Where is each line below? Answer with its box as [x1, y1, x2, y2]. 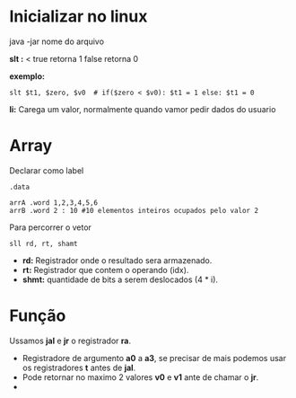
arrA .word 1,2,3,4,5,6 [9, 198, 99, 208]
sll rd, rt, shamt [9, 239, 78, 248]
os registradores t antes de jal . [22, 362, 136, 373]
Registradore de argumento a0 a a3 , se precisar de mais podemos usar [22, 352, 287, 363]
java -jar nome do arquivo [9, 36, 105, 47]
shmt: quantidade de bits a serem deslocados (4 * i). [22, 274, 218, 285]
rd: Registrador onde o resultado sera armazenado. [22, 254, 213, 266]
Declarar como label [9, 164, 84, 176]
